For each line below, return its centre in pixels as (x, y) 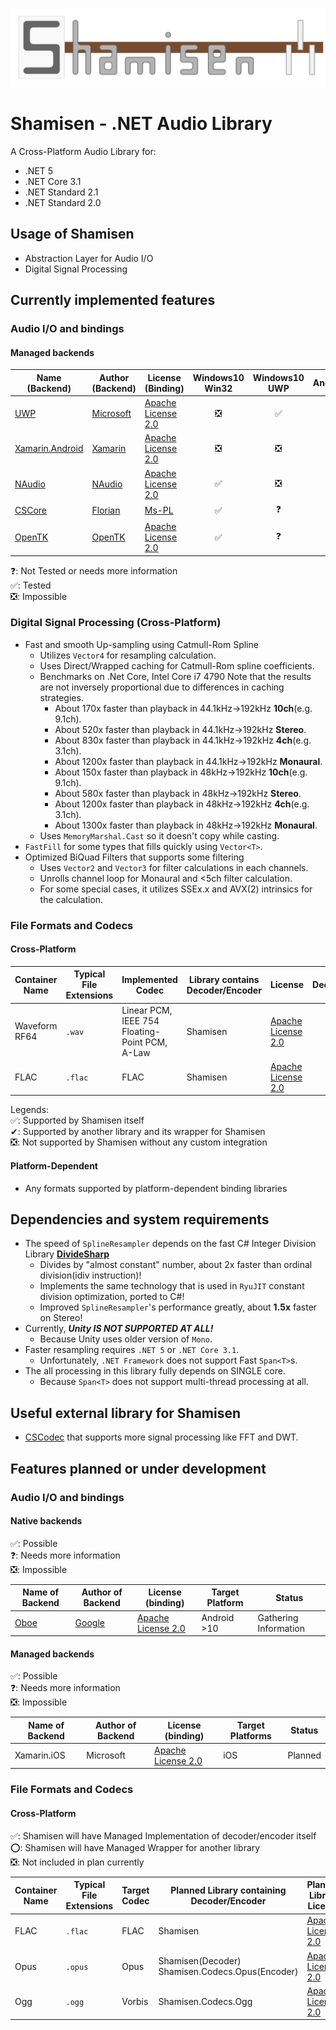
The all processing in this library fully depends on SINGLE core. (155, 1371)
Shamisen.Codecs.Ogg (205, 2001)
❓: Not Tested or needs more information (94, 570)
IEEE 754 (140, 1020)
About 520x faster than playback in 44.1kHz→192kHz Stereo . (180, 729)
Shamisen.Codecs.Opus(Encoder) (228, 1972)
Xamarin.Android (49, 449)
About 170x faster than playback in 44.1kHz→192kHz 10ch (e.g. (183, 708)
